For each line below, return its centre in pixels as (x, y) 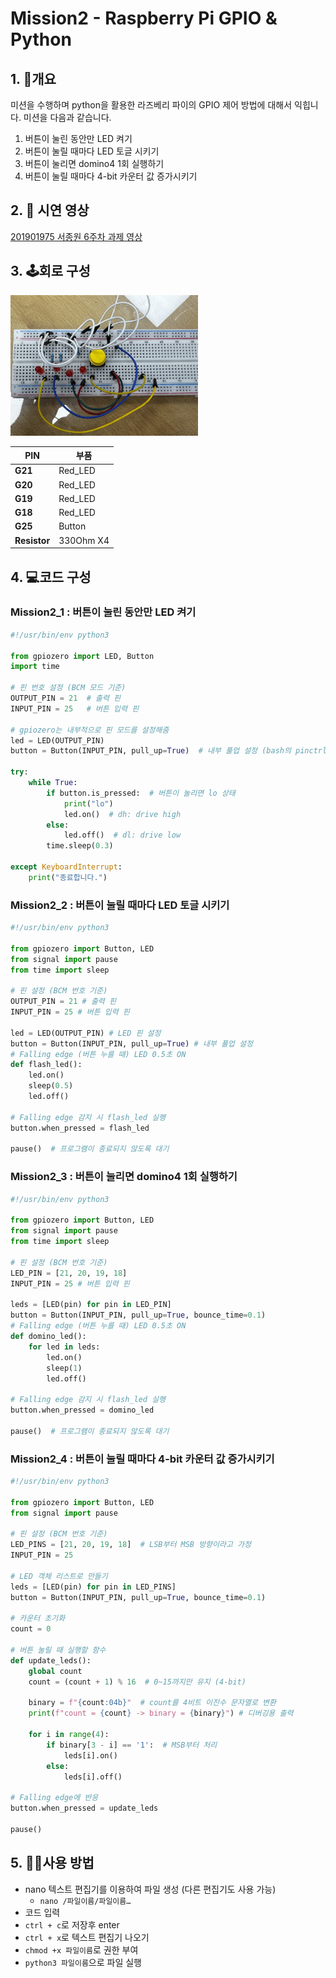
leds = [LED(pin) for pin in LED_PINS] (93, 1587)
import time (35, 667)
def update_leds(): (51, 1660)
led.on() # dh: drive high (122, 814)
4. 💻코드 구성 (51, 577)
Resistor (32, 540)
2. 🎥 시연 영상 (50, 210)
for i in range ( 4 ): (69, 1735)
